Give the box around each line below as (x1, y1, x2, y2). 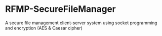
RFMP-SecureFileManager (5, 3, 116, 15)
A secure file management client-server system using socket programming (5, 20, 158, 26)
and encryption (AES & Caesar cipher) (5, 25, 83, 31)
